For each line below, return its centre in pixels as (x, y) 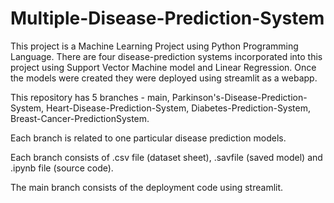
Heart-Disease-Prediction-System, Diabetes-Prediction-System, (179, 108)
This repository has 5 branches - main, (90, 97)
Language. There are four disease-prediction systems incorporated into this (166, 56)
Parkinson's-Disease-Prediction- (239, 97)
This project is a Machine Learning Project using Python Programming (154, 46)
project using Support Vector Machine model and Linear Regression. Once (163, 67)
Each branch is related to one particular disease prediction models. (148, 138)
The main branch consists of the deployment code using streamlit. (147, 187)
